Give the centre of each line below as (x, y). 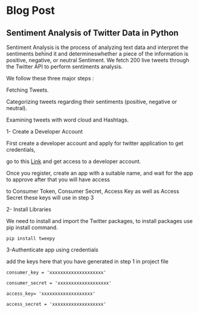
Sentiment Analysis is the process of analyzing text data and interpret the (97, 47)
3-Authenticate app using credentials (52, 250)
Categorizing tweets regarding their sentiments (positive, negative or (92, 102)
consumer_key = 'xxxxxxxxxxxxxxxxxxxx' (56, 273)
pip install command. (32, 227)
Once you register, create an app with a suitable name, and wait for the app (100, 173)
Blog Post (31, 11)
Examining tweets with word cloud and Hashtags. (68, 120)
